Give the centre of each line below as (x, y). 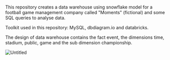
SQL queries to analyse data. (36, 18)
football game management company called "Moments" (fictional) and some (85, 13)
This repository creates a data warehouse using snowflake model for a (79, 7)
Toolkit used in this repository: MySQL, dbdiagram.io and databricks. (77, 28)
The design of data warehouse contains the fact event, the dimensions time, (85, 37)
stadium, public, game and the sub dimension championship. (69, 43)
